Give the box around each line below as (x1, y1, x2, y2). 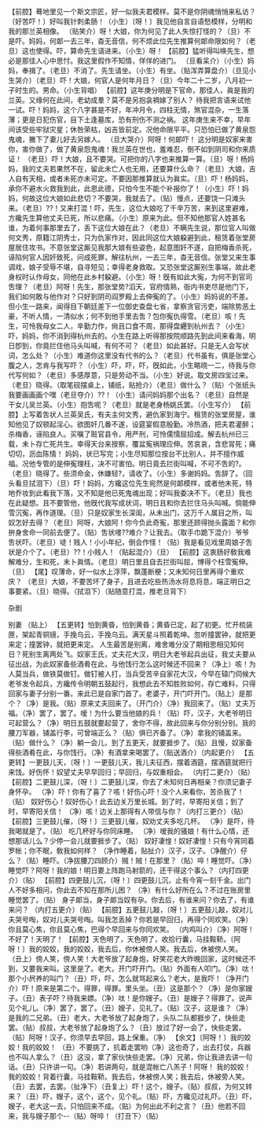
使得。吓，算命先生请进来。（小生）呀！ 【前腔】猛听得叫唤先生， (35, 46, 247, 55)
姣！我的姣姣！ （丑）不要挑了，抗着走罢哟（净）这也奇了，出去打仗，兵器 (8, 1042, 251, 1052)
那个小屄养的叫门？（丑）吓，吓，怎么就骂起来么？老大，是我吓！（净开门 (8, 974, 249, 983)
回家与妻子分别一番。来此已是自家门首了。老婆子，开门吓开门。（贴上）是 (8, 689, 246, 698)
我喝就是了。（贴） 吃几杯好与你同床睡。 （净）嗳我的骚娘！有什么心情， (8, 826, 243, 836)
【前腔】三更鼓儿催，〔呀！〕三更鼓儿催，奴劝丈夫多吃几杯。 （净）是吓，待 (8, 817, 255, 825)
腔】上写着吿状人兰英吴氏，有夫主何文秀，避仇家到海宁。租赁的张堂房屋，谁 (8, 410, 256, 419)
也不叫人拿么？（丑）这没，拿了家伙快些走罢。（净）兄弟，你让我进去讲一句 (8, 1053, 253, 1061)
